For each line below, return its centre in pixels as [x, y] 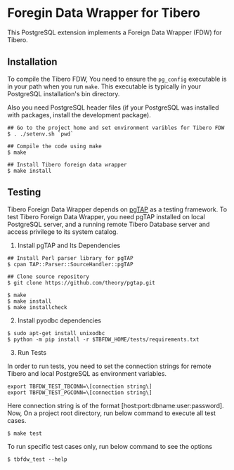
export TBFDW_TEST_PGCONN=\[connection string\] [80, 392]
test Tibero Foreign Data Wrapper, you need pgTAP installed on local [106, 216]
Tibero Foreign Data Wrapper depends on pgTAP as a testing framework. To [117, 209]
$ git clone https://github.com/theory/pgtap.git [82, 282]
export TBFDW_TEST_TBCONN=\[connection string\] [80, 386]
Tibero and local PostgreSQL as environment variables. [87, 373]
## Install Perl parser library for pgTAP [70, 258]
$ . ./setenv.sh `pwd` [40, 134]
